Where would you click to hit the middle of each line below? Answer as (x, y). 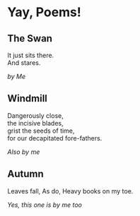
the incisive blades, (35, 123)
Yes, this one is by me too (45, 205)
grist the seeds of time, (41, 131)
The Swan (30, 38)
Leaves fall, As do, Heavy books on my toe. (70, 191)
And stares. (24, 63)
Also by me (24, 152)
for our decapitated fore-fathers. (55, 138)
